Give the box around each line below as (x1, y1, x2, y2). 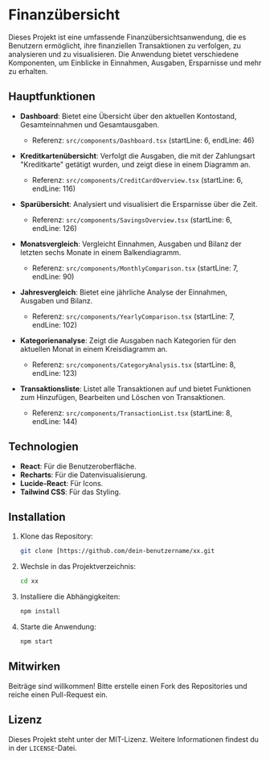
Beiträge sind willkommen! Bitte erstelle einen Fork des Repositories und (8, 681, 247, 691)
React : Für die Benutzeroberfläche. (19, 461, 137, 471)
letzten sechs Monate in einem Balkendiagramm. (19, 247, 182, 257)
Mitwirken (8, 660, 61, 674)
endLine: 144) (31, 416, 78, 426)
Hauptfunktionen (8, 90, 96, 104)
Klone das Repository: (19, 531, 94, 541)
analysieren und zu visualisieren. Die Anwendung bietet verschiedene (8, 49, 239, 59)
